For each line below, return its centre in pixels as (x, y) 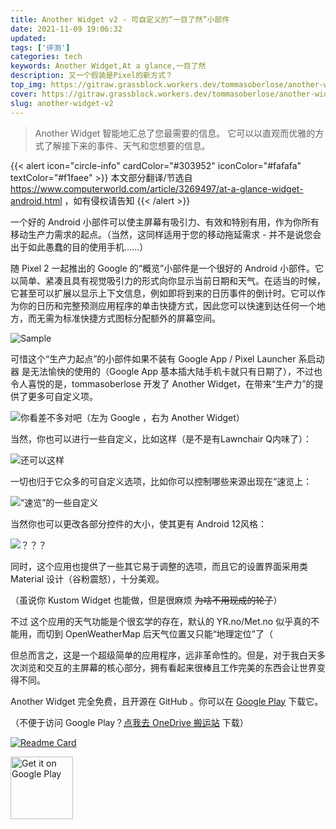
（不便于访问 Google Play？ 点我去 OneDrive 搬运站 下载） (129, 722)
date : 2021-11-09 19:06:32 (66, 29)
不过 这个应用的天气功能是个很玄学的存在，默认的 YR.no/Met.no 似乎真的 (161, 621)
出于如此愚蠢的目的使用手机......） (79, 247)
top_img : (28, 85)
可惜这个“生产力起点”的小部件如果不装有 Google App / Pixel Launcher (153, 358)
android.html (36, 200)
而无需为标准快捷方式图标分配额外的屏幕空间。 (124, 318)
